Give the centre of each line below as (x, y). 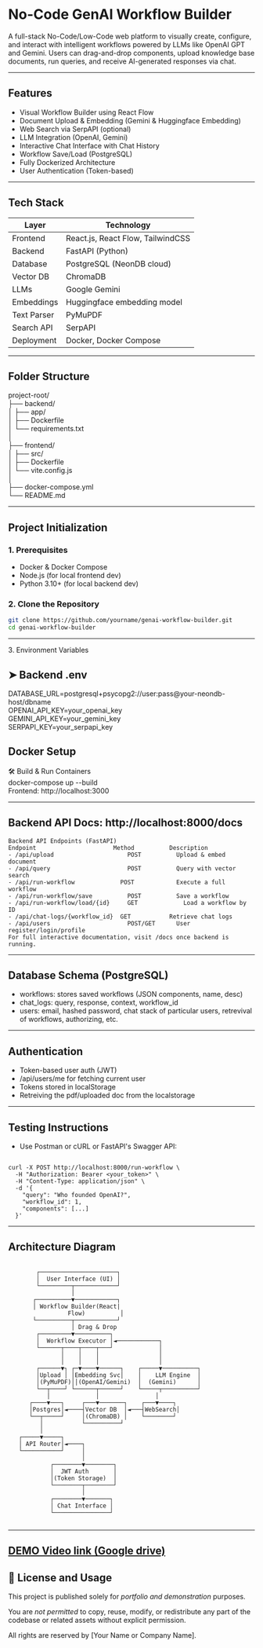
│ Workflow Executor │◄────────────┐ (99, 1341)
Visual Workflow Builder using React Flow (86, 112)
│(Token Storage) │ (83, 1478)
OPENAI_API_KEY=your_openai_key (65, 710)
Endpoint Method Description (108, 848)
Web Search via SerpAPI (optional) (75, 129)
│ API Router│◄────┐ (52, 1444)
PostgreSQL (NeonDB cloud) (119, 263)
